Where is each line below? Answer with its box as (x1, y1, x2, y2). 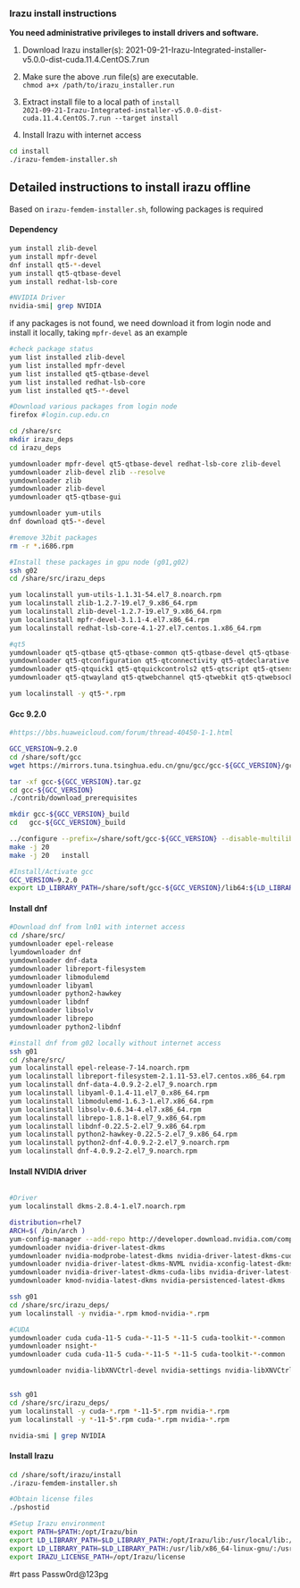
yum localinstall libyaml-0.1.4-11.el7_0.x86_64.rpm (9, 1088, 210, 1097)
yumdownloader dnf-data (9, 955, 98, 965)
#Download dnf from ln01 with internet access (9, 923, 186, 932)
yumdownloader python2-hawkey (9, 989, 122, 998)
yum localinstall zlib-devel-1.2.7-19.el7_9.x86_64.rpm (9, 607, 221, 617)
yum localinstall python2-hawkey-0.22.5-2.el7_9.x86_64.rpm (9, 1130, 238, 1139)
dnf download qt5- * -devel (9, 517, 105, 526)
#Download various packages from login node (9, 402, 178, 411)
